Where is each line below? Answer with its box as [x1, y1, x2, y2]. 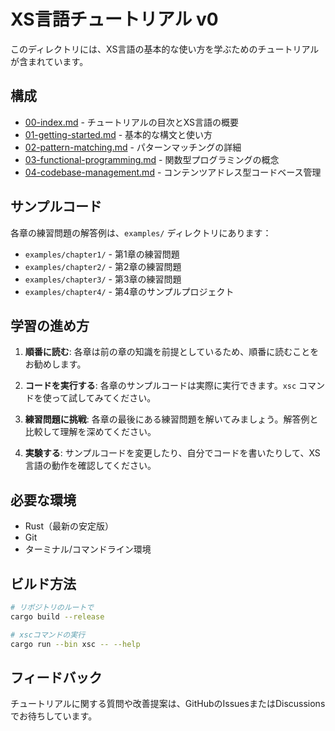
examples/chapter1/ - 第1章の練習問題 [24, 248, 180, 260]
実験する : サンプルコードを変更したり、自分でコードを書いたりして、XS [24, 447, 321, 459]
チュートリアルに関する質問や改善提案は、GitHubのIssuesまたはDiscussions [10, 698, 326, 710]
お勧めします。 [24, 358, 87, 370]
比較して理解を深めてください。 [24, 426, 157, 438]
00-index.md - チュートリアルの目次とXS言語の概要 [24, 116, 240, 128]
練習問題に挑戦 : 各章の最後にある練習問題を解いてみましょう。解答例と [24, 413, 319, 425]
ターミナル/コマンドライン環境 [24, 543, 152, 555]
